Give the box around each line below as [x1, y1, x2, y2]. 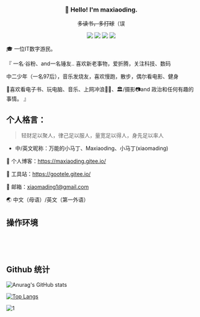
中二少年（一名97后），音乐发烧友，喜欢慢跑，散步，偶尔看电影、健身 [6, 73, 179, 80]
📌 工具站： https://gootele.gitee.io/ [6, 171, 91, 178]
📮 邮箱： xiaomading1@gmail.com [6, 183, 89, 191]
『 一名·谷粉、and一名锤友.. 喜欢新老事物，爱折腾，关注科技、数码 [6, 60, 171, 67]
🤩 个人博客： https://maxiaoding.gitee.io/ [6, 157, 107, 165]
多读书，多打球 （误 [77, 20, 125, 27]
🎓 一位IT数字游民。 [6, 45, 56, 53]
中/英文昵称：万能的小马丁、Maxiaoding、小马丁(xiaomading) [14, 145, 169, 152]
